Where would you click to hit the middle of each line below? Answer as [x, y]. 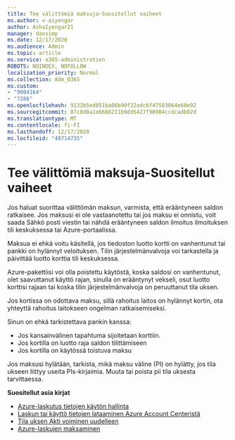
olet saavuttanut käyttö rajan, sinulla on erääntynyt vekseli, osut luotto [109, 279]
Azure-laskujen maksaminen [59, 429]
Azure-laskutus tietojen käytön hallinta [73, 406]
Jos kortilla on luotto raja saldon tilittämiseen [82, 343]
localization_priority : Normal [53, 73]
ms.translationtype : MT [42, 118]
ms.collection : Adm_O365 [44, 79]
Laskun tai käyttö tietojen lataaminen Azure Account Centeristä [109, 414]
